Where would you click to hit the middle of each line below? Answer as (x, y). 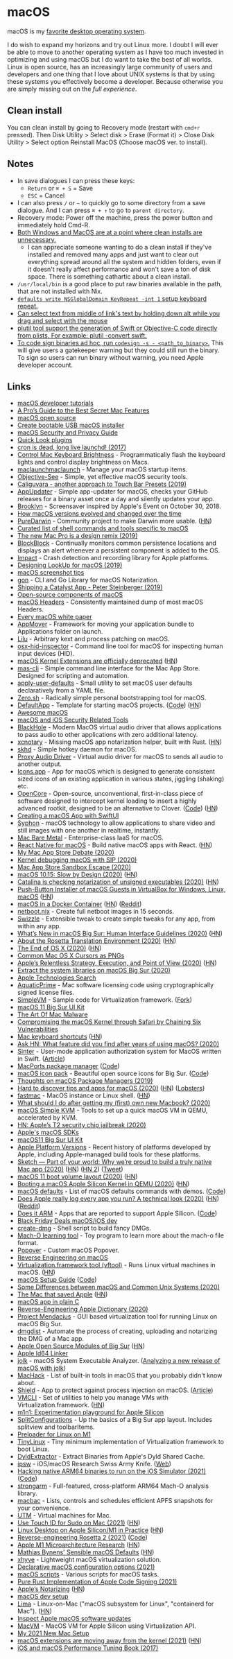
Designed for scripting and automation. (73, 676)
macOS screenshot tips (51, 573)
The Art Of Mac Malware (52, 1015)
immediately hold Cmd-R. (53, 225)
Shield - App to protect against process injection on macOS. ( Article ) (115, 1390)
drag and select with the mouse (62, 320)
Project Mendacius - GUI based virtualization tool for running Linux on (117, 1317)
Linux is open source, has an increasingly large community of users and (110, 67)
